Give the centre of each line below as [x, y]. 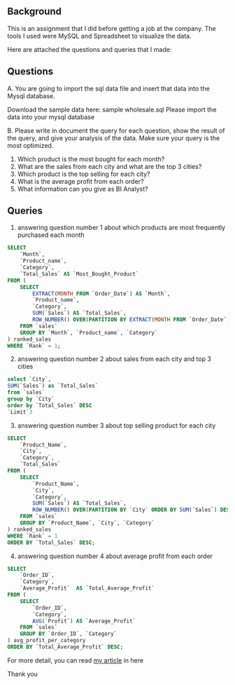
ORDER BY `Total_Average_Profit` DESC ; [65, 647]
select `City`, [29, 379]
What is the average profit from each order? [81, 181]
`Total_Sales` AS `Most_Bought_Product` [79, 274]
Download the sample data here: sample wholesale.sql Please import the [112, 109]
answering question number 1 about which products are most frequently [121, 228]
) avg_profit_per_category [47, 641]
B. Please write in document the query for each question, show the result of [116, 130]
